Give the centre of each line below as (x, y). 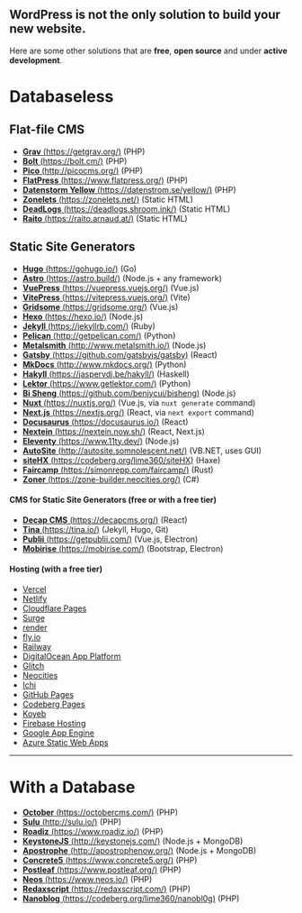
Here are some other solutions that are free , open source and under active (148, 50)
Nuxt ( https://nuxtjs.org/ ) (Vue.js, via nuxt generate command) (139, 402)
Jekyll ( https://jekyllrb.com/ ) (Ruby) (89, 326)
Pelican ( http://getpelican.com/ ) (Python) (99, 335)
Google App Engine (58, 733)
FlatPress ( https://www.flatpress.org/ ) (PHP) (105, 180)
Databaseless (62, 96)
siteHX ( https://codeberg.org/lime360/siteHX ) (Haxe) (121, 460)
